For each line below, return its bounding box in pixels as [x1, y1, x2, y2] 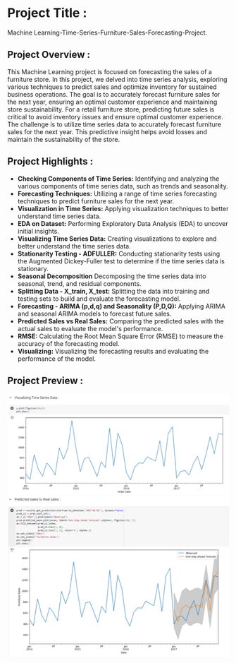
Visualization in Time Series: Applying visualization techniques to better [17, 204, 229, 213]
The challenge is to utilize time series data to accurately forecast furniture [7, 120, 222, 129]
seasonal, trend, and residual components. [17, 279, 142, 287]
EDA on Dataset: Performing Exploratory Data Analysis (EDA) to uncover [17, 219, 228, 227]
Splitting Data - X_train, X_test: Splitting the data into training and [17, 287, 210, 295]
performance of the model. [17, 354, 97, 363]
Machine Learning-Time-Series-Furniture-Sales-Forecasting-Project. [7, 28, 208, 37]
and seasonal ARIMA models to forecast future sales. [17, 309, 172, 318]
